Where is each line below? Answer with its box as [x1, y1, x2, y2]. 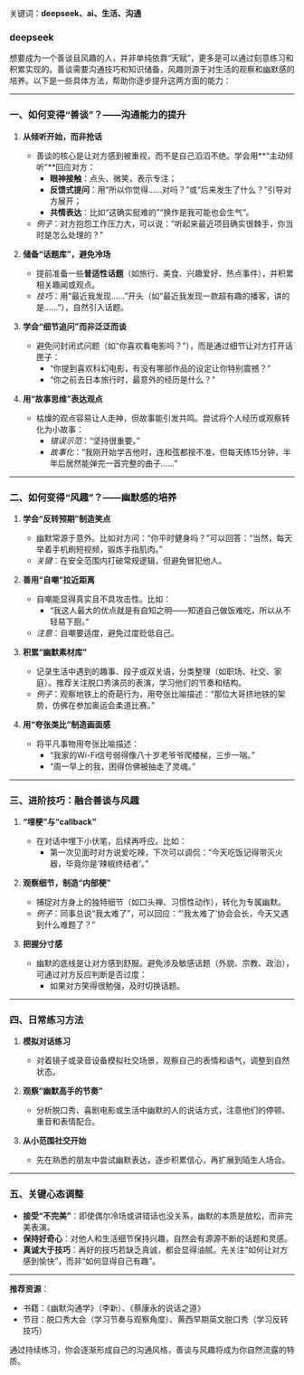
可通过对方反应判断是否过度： [35, 969, 147, 980]
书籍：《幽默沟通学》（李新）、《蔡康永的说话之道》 [22, 1302, 205, 1313]
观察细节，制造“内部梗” [22, 877, 111, 888]
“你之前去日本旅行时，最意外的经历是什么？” [49, 374, 215, 384]
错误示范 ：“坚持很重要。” [49, 435, 140, 446]
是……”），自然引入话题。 [35, 301, 129, 312]
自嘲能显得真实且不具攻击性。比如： [35, 593, 172, 604]
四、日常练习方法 [9, 1014, 84, 1027]
